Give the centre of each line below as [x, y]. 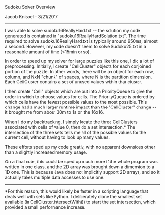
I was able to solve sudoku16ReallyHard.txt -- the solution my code [73, 31]
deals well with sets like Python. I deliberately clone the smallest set [74, 197]
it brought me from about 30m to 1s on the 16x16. [55, 112]
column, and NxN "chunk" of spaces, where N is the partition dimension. [79, 77]
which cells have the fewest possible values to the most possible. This [76, 102]
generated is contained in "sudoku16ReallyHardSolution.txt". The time [76, 36]
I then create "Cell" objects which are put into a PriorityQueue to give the [79, 91]
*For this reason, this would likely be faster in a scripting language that [77, 191]
